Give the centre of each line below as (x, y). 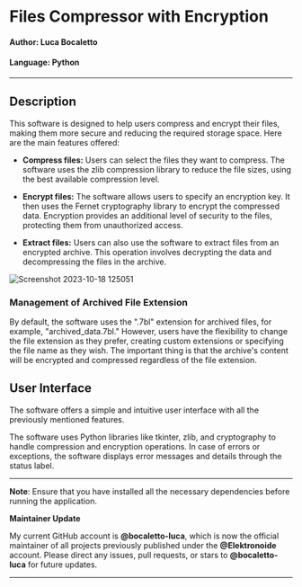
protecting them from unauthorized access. (102, 225)
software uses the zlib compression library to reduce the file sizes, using (157, 169)
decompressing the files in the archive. (94, 262)
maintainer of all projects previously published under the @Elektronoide (143, 545)
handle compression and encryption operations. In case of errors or (135, 446)
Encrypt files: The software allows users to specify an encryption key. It (156, 196)
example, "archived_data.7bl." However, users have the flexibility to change (149, 332)
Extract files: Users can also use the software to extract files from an (151, 242)
